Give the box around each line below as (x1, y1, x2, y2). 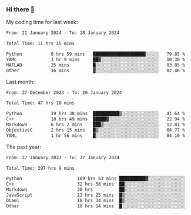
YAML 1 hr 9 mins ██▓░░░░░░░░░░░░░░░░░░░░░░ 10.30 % (6, 56, 185, 62)
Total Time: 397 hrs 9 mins (6, 165, 75, 171)
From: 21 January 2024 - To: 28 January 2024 (6, 30, 119, 36)
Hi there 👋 (6, 5, 35, 14)
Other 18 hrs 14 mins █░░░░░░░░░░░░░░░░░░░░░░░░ (6, 203, 185, 209)
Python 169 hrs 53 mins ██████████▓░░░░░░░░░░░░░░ (6, 176, 185, 182)
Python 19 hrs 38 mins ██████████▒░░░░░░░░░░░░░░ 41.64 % (6, 111, 185, 117)
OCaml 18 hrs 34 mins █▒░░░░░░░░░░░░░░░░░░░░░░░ (6, 197, 185, 203)
